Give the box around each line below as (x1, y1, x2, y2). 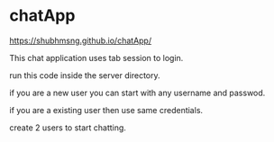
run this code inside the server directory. (9, 69, 160, 81)
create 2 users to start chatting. (9, 122, 126, 133)
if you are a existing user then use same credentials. (9, 104, 204, 115)
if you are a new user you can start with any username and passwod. (9, 87, 266, 98)
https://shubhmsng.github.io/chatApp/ (9, 35, 151, 46)
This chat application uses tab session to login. (9, 52, 184, 63)
